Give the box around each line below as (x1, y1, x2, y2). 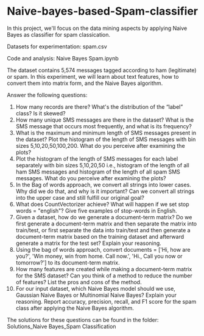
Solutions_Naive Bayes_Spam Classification (7, 323, 116, 330)
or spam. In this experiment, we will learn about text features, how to (7, 73, 179, 80)
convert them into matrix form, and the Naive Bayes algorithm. (7, 79, 163, 87)
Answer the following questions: (7, 91, 88, 98)
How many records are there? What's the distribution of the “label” (15, 103, 183, 111)
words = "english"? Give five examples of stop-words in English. (15, 206, 177, 214)
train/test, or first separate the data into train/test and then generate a (15, 226, 191, 233)
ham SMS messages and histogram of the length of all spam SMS (15, 168, 180, 175)
